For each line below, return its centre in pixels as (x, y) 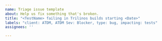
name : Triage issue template (35, 9)
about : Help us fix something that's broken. (52, 14)
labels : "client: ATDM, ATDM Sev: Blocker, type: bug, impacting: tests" (81, 23)
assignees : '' (19, 27)
